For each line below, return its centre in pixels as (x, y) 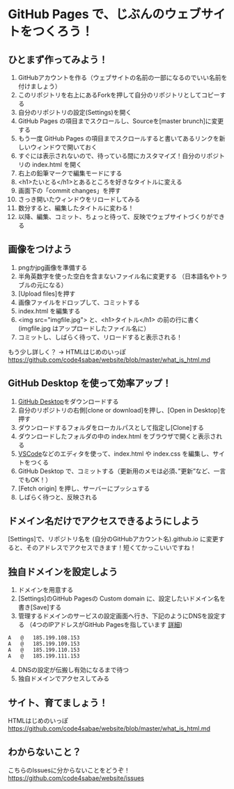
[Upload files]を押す (47, 294)
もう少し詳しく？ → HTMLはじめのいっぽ (67, 351)
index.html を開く (57, 165)
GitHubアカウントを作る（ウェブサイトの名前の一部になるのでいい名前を (123, 78)
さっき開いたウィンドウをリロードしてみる (79, 199)
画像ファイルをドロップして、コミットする (79, 302)
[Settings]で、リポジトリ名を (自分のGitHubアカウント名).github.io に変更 (113, 539)
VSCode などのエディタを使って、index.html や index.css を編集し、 (115, 454)
